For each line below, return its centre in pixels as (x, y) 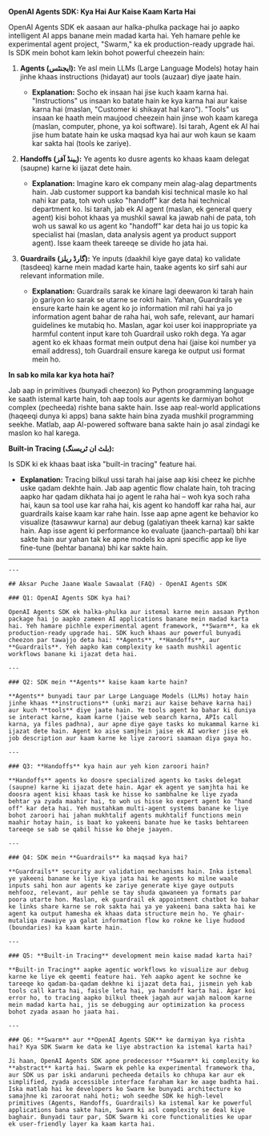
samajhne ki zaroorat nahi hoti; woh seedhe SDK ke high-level (116, 1096)
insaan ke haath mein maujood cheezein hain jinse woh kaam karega (145, 118)
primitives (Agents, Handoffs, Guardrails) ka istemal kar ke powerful (130, 1103)
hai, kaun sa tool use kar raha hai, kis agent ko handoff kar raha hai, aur (138, 505)
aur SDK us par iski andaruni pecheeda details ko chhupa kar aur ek (127, 1075)
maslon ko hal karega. (44, 433)
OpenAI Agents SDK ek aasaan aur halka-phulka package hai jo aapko (124, 27)
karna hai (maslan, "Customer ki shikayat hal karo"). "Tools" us (135, 109)
